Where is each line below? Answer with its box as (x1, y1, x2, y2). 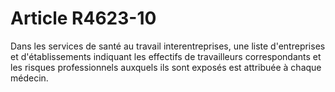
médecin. (10, 72, 49, 84)
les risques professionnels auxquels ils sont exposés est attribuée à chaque (10, 61, 322, 73)
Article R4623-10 (10, 7, 157, 30)
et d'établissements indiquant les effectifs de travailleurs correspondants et (10, 50, 322, 62)
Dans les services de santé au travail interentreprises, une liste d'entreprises (10, 40, 326, 52)
